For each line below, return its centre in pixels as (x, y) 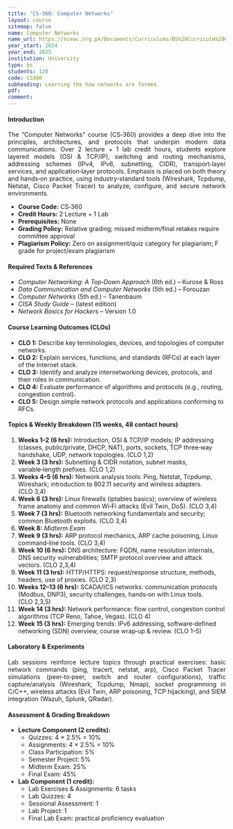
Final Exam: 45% (52, 774)
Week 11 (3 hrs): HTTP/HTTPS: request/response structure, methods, (117, 572)
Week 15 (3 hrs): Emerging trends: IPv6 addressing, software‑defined (117, 624)
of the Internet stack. (48, 364)
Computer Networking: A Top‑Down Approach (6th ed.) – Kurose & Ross (121, 282)
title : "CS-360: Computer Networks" (60, 13)
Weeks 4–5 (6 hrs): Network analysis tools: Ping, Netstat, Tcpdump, (115, 476)
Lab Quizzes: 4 (50, 797)
